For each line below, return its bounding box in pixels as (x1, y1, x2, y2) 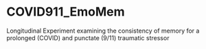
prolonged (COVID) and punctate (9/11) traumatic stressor (6, 33, 170, 42)
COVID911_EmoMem (6, 4, 125, 20)
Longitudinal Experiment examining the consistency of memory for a (6, 27, 200, 35)
